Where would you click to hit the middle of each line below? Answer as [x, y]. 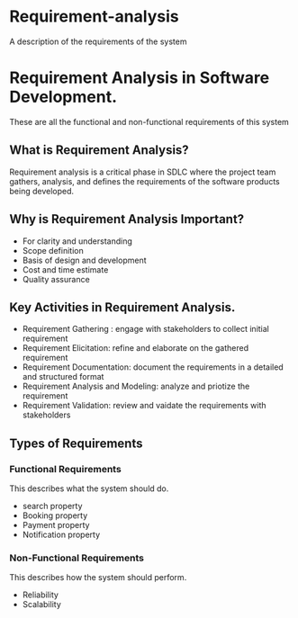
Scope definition [53, 250]
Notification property [61, 534]
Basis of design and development [84, 260]
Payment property [56, 525]
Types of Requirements [76, 443]
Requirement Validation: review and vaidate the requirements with [144, 406]
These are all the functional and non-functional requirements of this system [149, 121]
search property [52, 506]
